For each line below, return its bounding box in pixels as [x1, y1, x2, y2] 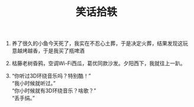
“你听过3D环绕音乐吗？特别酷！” [11, 72, 91, 80]
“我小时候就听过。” [11, 80, 56, 87]
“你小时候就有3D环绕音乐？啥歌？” [11, 87, 96, 95]
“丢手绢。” [11, 95, 35, 102]
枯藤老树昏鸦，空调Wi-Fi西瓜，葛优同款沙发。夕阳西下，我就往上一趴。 [11, 60, 186, 67]
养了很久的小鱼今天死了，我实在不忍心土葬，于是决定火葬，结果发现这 [11, 40, 183, 47]
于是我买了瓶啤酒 [43, 47, 85, 54]
